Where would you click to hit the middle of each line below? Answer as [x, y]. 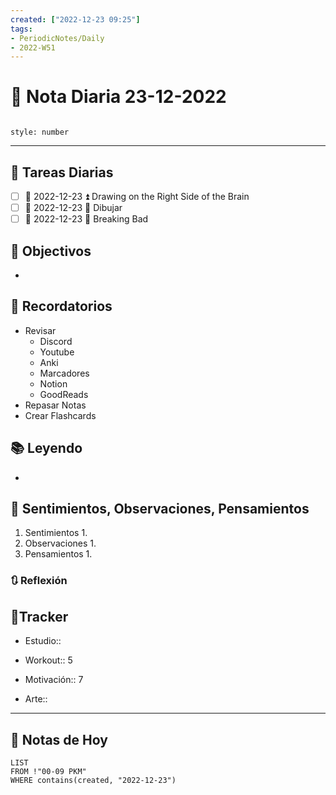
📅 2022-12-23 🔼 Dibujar [73, 208]
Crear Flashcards [60, 415]
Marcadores [64, 373]
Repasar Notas [55, 405]
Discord [56, 341]
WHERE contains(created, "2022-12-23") [93, 780]
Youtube [57, 352]
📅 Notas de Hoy [59, 739]
